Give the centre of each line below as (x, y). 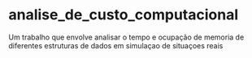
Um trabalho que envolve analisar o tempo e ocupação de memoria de (126, 37)
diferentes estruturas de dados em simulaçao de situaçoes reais (116, 45)
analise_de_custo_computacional (123, 15)
